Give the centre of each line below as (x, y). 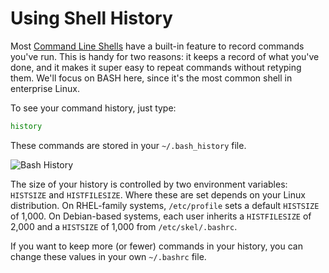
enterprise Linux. (45, 88)
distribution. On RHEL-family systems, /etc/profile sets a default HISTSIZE (165, 205)
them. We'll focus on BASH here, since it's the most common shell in (151, 78)
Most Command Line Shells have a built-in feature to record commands (157, 46)
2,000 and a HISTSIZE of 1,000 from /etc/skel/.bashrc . (124, 226)
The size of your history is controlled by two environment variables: (149, 184)
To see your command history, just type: (93, 108)
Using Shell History (91, 18)
